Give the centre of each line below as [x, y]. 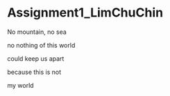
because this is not [34, 72]
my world [20, 85]
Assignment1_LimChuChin [85, 13]
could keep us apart [36, 58]
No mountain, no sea [37, 32]
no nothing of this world [41, 45]
